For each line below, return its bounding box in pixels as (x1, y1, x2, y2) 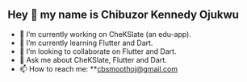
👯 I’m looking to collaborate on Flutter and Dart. (19, 46, 177, 56)
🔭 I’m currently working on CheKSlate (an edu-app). (19, 29, 191, 39)
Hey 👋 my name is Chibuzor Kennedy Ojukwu (7, 8, 240, 22)
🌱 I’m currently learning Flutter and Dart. (19, 38, 153, 47)
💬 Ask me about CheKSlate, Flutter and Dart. (19, 55, 167, 64)
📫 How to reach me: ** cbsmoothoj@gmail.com (19, 64, 178, 73)
